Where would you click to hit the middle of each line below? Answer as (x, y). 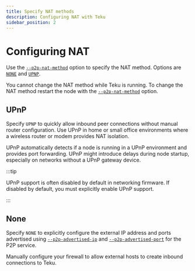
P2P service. (21, 245)
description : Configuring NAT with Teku (56, 17)
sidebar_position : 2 (31, 22)
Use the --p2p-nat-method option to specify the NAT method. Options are (94, 67)
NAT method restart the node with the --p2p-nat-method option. (82, 91)
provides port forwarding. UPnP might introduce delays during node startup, (98, 154)
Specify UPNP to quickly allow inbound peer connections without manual (92, 124)
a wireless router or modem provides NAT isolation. (68, 136)
